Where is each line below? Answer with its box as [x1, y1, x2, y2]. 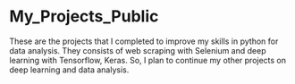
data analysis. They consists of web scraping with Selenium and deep [9, 45, 266, 55]
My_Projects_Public [9, 6, 159, 27]
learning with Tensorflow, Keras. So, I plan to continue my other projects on [9, 55, 287, 65]
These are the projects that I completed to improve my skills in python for [9, 36, 279, 46]
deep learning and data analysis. [9, 64, 130, 75]
